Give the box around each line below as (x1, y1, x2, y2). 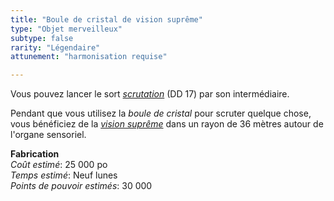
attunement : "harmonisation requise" (10, 52, 168, 62)
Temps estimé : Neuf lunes (10, 169, 118, 181)
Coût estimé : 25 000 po (10, 159, 108, 171)
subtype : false (10, 33, 74, 43)
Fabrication (10, 148, 60, 160)
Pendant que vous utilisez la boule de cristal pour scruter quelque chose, (10, 107, 312, 120)
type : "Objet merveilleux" (10, 24, 123, 34)
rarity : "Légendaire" (10, 42, 101, 53)
